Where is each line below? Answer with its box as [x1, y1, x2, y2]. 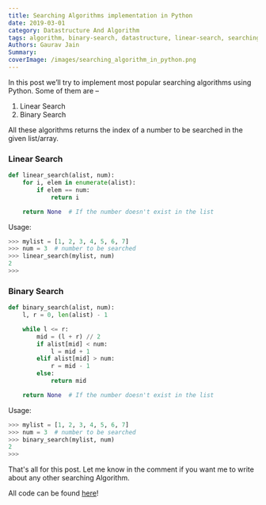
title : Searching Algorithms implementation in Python [8, 11, 193, 20]
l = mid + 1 [50, 347, 90, 355]
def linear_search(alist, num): [8, 171, 115, 179]
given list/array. [8, 133, 59, 143]
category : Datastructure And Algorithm [8, 26, 140, 34]
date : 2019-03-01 [8, 19, 66, 27]
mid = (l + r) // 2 [36, 332, 101, 341]
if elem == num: [36, 186, 90, 194]
